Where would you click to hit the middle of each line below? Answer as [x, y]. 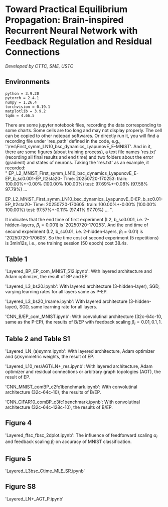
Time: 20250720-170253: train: [96, 178]
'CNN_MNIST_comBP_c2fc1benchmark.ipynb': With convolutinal [71, 387]
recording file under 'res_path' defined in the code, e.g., [63, 141]
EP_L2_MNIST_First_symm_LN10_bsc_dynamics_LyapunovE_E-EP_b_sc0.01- [84, 199]
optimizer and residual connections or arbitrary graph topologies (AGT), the [83, 371]
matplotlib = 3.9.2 [26, 111]
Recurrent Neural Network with [71, 31]
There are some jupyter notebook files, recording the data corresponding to [83, 125]
